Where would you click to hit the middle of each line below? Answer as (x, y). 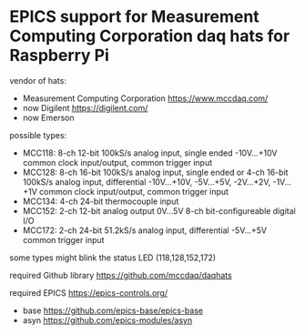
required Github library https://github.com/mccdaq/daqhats (121, 275)
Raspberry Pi (59, 56)
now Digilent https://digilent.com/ (85, 107)
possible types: (38, 135)
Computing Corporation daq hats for (150, 36)
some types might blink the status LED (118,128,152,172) (113, 258)
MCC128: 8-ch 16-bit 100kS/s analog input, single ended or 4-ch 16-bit (155, 172)
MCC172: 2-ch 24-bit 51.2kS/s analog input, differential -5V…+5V (145, 230)
